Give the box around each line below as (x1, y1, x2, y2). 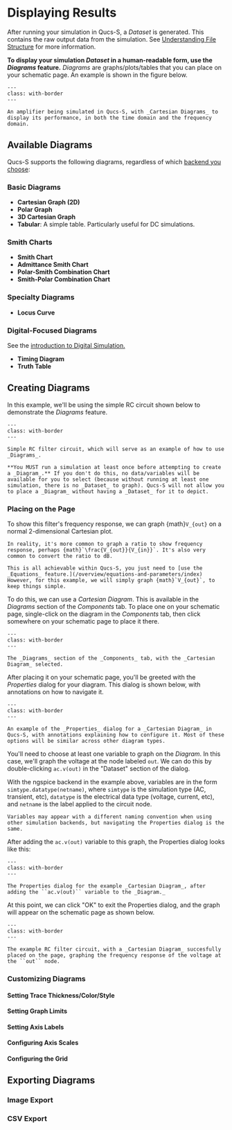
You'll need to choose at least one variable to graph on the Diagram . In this (7, 750, 221, 758)
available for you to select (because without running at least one (7, 476, 209, 483)
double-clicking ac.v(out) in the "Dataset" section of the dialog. (7, 764, 190, 773)
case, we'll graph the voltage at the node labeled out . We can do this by (7, 757, 213, 766)
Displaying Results (7, 5, 117, 21)
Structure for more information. (7, 42, 96, 51)
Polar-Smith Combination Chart (17, 268, 110, 276)
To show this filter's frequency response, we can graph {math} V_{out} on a (7, 520, 222, 528)
